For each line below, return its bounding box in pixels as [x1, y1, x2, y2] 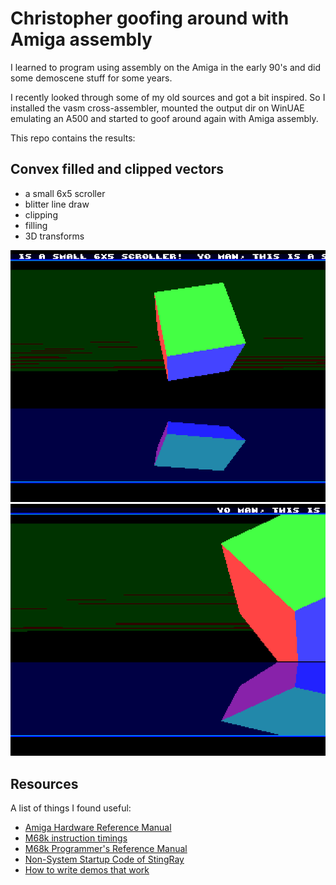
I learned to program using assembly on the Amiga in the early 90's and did [10, 61, 322, 73]
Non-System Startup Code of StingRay [24, 853, 185, 865]
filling [24, 219, 48, 231]
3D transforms [24, 230, 85, 242]
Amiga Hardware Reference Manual [24, 821, 172, 833]
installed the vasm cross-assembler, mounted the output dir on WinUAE [10, 102, 305, 114]
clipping [24, 208, 58, 221]
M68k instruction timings [24, 832, 128, 844]
